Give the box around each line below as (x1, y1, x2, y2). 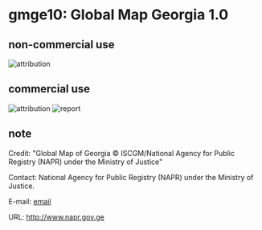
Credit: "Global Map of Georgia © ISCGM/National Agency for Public (8, 148, 235, 158)
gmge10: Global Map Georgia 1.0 (8, 6, 229, 24)
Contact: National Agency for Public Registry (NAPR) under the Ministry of (8, 172, 254, 182)
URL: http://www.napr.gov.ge (8, 212, 104, 222)
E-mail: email (8, 196, 51, 206)
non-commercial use (8, 38, 115, 51)
